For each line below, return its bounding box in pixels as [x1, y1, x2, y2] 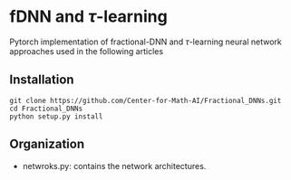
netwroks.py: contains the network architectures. [22, 160, 207, 171]
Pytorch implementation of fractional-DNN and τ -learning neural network [9, 36, 283, 47]
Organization [9, 137, 84, 152]
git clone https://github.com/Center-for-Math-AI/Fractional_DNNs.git [9, 96, 282, 105]
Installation [9, 72, 74, 88]
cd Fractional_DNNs [9, 104, 83, 113]
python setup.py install [9, 111, 103, 121]
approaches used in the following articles [9, 45, 164, 56]
